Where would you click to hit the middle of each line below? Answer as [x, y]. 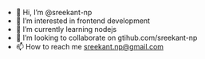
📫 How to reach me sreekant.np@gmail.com [90, 47]
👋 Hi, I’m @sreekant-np [54, 12]
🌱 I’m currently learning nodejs [66, 29]
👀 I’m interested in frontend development [83, 21]
